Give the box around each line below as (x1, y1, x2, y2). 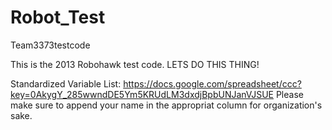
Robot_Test (10, 6, 106, 29)
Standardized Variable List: (10, 77, 122, 90)
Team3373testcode (10, 39, 91, 51)
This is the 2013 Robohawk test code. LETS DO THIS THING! (10, 58, 260, 70)
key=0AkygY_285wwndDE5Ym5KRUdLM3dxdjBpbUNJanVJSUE (10, 88, 274, 100)
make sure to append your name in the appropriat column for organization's (10, 99, 323, 111)
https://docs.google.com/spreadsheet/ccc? (123, 77, 302, 90)
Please (275, 88, 304, 100)
